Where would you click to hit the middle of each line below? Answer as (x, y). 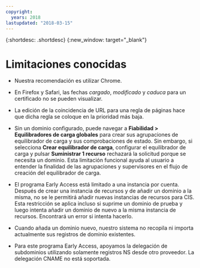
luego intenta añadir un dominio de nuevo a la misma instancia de (95, 210)
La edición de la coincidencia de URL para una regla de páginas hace (100, 110)
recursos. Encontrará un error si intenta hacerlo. (73, 216)
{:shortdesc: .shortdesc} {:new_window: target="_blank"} (76, 40)
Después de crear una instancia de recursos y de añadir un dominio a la (103, 191)
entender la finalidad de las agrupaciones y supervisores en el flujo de (101, 167)
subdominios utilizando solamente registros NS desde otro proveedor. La (104, 252)
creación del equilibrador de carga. (57, 173)
